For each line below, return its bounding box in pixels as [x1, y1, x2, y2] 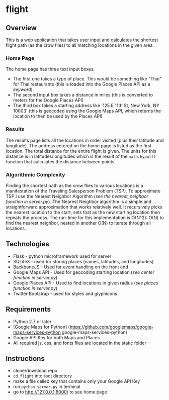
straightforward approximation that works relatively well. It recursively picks [6, 204, 162, 210]
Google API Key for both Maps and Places [13, 334, 100, 340]
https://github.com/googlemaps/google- [69, 324, 154, 330]
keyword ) [13, 86, 33, 92]
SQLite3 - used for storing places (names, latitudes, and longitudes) [13, 258, 154, 264]
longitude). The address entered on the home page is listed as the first [6, 142, 152, 149]
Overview [6, 24, 37, 32]
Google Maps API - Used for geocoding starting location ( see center [13, 269, 155, 275]
